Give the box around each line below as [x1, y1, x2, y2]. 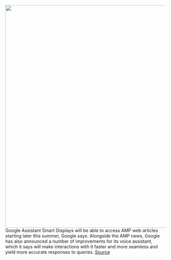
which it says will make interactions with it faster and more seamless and [5, 244, 158, 249]
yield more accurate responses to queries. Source [5, 249, 110, 255]
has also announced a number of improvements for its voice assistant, [5, 238, 153, 244]
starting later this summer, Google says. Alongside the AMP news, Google [5, 233, 160, 239]
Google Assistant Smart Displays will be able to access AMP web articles [5, 227, 158, 234]
